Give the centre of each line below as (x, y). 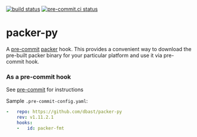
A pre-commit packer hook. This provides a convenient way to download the (99, 49)
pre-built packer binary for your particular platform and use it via (84, 55)
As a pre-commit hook (39, 76)
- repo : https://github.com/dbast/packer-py (64, 112)
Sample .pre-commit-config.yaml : (47, 101)
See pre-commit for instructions (45, 90)
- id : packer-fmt (41, 128)
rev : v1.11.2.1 (35, 118)
